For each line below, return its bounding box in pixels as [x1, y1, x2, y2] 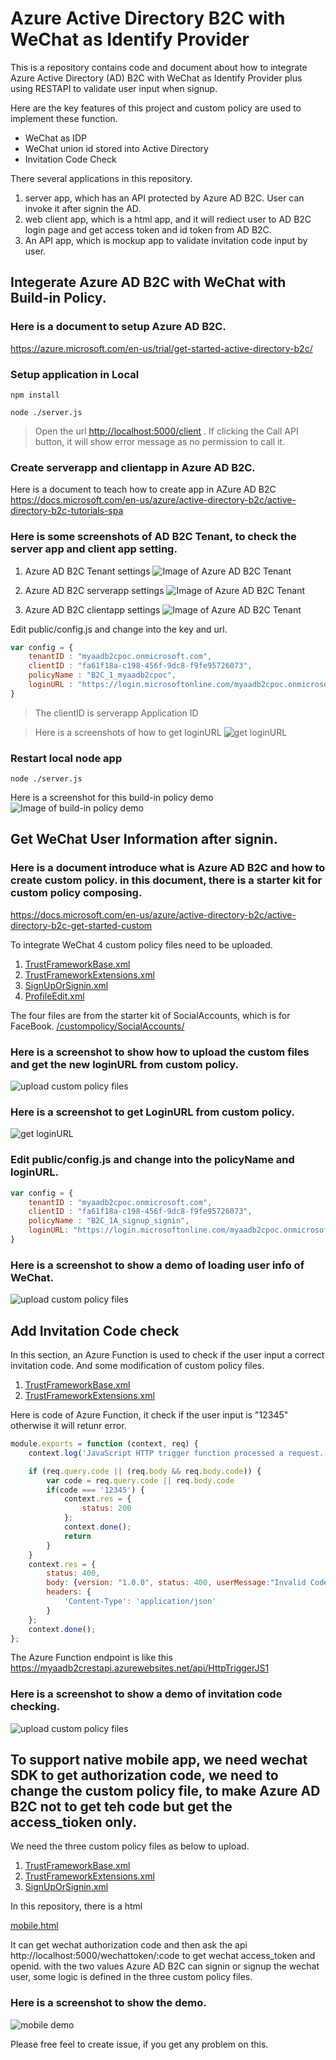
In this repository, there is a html [10, 1900, 143, 1912]
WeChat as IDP [24, 132, 87, 144]
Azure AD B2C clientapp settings [24, 603, 161, 616]
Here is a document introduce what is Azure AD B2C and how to [10, 861, 326, 875]
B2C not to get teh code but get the [10, 1798, 233, 1816]
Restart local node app [10, 751, 123, 765]
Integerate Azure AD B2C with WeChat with [10, 274, 287, 291]
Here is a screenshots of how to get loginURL [34, 726, 222, 738]
